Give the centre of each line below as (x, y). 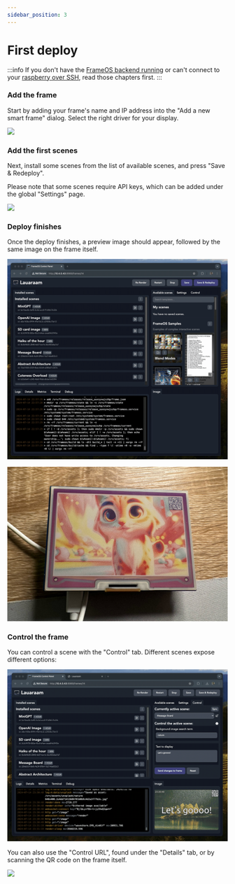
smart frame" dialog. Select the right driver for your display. (93, 118)
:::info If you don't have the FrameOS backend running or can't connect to (114, 69)
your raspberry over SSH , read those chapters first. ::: (85, 77)
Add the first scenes (43, 150)
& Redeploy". (26, 173)
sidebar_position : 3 (37, 15)
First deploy (43, 50)
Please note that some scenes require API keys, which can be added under (115, 187)
